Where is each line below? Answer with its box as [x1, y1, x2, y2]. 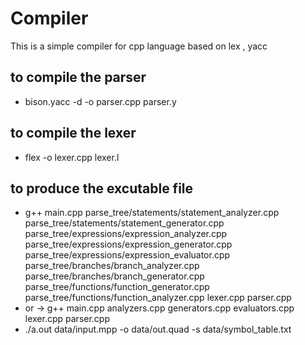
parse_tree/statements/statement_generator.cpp [24, 217, 225, 229]
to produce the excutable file [10, 180, 194, 197]
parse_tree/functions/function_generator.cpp [24, 281, 210, 293]
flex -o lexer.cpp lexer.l [24, 151, 120, 163]
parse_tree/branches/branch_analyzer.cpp [24, 260, 200, 272]
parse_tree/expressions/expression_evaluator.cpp [24, 249, 231, 261]
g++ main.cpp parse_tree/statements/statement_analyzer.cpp [24, 207, 280, 219]
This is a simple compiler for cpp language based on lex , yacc [10, 40, 268, 52]
